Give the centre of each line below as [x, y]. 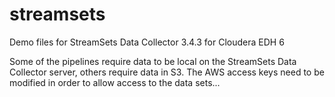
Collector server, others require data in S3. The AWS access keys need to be [167, 72]
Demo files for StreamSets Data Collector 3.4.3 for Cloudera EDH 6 [147, 42]
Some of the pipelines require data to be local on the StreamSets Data [153, 61]
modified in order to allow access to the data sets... [115, 82]
